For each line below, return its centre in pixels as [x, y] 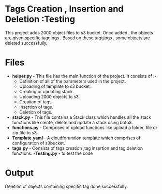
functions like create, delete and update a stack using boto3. [72, 122]
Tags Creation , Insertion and [64, 9]
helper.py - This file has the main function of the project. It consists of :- [84, 76]
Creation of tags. [36, 102]
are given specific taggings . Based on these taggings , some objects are [78, 38]
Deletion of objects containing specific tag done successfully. [66, 186]
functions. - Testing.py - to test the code [52, 153]
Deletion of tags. [36, 112]
